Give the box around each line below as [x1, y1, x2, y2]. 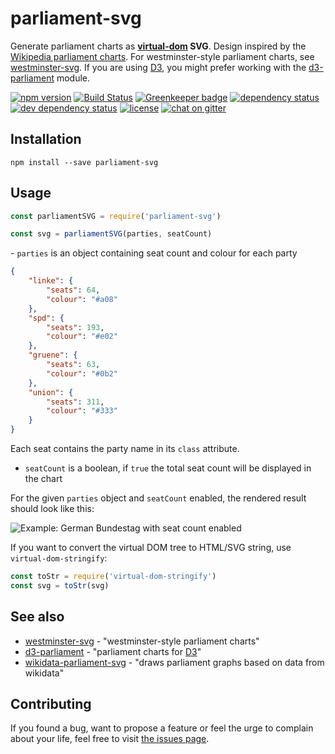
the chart [24, 473, 63, 485]
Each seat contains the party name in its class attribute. [10, 443, 240, 455]
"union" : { [28, 387, 74, 397]
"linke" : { [28, 276, 74, 286]
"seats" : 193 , [46, 322, 105, 332]
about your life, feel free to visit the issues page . [10, 733, 210, 745]
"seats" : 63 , [46, 360, 101, 370]
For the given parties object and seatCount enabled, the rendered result [10, 492, 307, 504]
